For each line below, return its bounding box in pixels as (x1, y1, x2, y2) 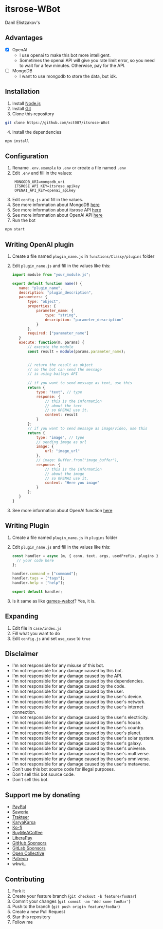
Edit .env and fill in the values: (12, 170, 72, 176)
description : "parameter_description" (45, 317, 124, 322)
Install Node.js (12, 100, 41, 106)
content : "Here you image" (45, 480, 100, 485)
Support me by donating (5, 791, 80, 799)
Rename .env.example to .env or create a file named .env (12, 165, 127, 171)
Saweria (12, 809, 29, 815)
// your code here (17, 558, 54, 563)
